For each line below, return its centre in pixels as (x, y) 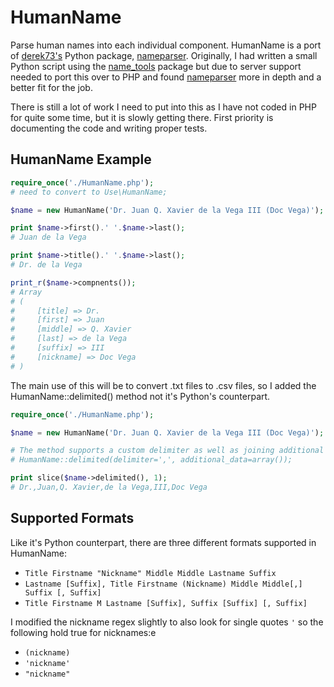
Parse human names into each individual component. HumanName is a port (166, 45)
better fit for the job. (51, 87)
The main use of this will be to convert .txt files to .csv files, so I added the (163, 385)
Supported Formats (72, 518)
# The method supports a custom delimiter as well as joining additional (167, 451)
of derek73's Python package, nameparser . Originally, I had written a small (164, 55)
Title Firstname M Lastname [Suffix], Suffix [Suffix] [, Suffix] (166, 603)
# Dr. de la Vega (46, 265)
